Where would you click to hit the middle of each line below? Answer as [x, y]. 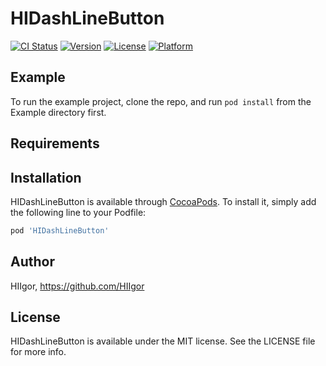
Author [32, 262]
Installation [46, 177]
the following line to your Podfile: [78, 212]
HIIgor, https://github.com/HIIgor [77, 286]
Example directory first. [58, 112]
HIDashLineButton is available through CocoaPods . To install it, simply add [163, 201]
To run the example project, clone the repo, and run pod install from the [161, 101]
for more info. [38, 352]
